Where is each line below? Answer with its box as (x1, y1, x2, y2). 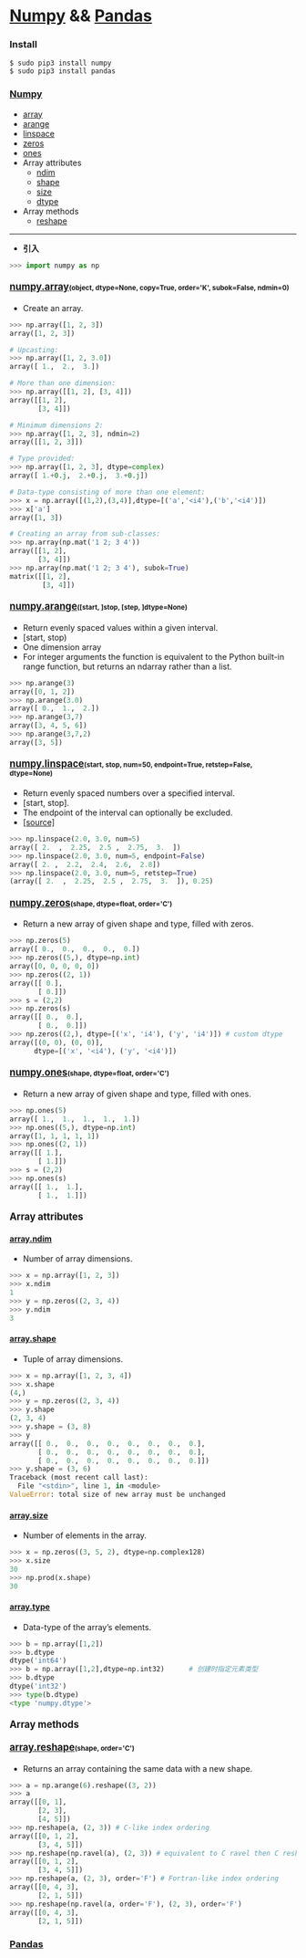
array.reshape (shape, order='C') (9, 1741, 135, 1754)
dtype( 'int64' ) (9, 1656, 67, 1666)
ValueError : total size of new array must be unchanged (9, 1490, 226, 1500)
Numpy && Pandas (9, 5, 153, 26)
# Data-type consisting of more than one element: (9, 487, 206, 497)
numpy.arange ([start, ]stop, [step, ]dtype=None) (9, 600, 189, 613)
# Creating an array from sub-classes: (9, 529, 161, 539)
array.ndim (9, 1233, 53, 1244)
